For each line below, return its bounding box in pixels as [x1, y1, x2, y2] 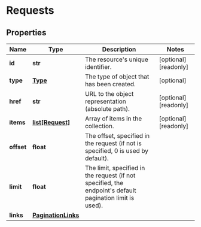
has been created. [84, 80, 136, 88]
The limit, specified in [84, 164, 145, 172]
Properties [6, 28, 47, 38]
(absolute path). [84, 105, 130, 113]
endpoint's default [84, 186, 136, 195]
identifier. [84, 63, 112, 71]
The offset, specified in [84, 132, 150, 140]
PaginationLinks [32, 211, 80, 219]
